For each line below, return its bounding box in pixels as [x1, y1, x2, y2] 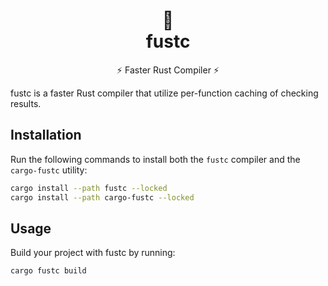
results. [10, 97, 42, 109]
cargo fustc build [10, 266, 87, 276]
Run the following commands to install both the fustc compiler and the [10, 153, 301, 165]
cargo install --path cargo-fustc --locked [10, 192, 195, 203]
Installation [10, 127, 82, 144]
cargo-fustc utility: [10, 164, 88, 176]
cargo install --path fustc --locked [10, 183, 168, 193]
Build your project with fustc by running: [10, 247, 176, 259]
